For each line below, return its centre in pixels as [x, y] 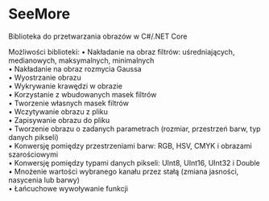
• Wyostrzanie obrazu [45, 77]
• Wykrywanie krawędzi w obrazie [66, 86]
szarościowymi [33, 154]
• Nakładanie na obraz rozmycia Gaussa [75, 68]
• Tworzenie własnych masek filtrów [68, 103]
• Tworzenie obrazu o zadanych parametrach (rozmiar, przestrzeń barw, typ [134, 129]
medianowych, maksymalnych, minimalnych [81, 60]
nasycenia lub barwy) [44, 180]
